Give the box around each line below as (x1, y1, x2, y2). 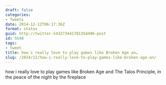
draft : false (5, 7, 33, 13)
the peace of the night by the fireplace (5, 74, 86, 80)
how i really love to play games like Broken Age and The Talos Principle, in (5, 69, 161, 75)
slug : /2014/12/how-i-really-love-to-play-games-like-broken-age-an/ (5, 54, 157, 60)
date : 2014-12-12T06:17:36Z (5, 21, 65, 27)
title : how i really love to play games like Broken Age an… (5, 50, 138, 55)
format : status (5, 26, 38, 32)
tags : (5, 41, 17, 46)
